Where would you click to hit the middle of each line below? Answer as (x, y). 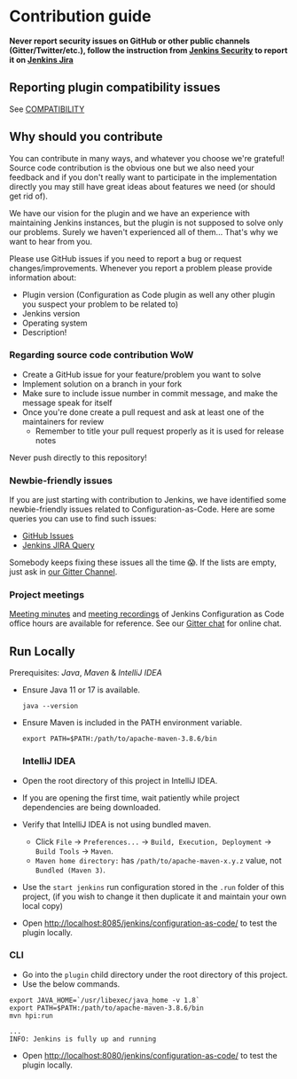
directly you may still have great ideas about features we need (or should (142, 186)
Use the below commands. (71, 984)
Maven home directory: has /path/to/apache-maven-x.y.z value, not (158, 860)
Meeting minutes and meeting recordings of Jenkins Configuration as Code (147, 614)
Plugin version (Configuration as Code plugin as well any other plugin (148, 294)
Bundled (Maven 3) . (70, 870)
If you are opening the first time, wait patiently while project (131, 798)
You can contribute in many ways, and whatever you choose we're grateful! (147, 158)
